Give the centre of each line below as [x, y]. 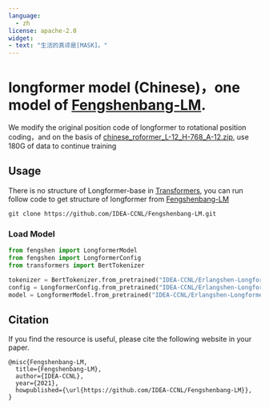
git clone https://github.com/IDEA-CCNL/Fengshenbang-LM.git [112, 213]
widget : [21, 38]
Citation [29, 320]
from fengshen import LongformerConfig [75, 258]
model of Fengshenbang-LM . [107, 105]
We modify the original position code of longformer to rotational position [127, 128]
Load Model [32, 233]
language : [25, 16]
